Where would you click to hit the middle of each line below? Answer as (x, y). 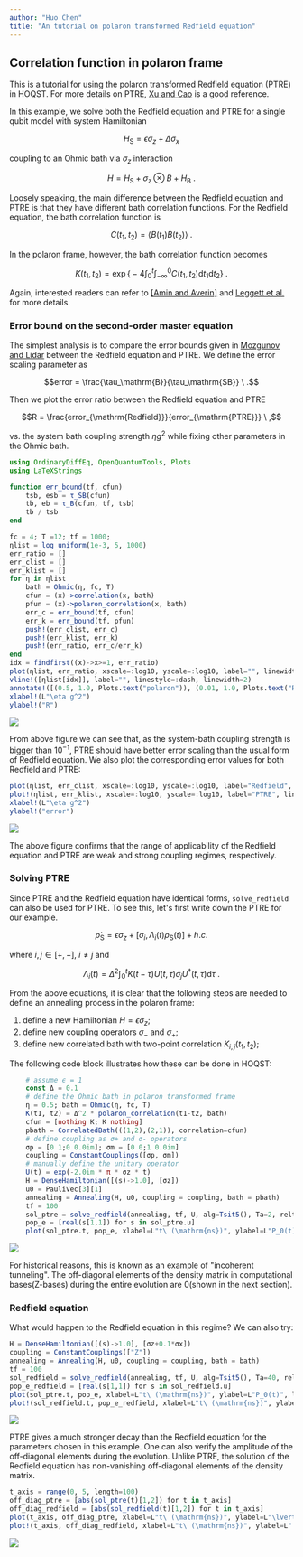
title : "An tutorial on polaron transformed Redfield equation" (133, 26)
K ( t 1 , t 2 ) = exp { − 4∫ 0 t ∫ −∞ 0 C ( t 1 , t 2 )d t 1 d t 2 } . (151, 273)
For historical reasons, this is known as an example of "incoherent (132, 1265)
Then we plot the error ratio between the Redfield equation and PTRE (138, 399)
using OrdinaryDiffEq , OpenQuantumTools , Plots (101, 462)
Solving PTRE (40, 878)
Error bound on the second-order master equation (121, 325)
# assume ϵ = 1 (54, 1080)
